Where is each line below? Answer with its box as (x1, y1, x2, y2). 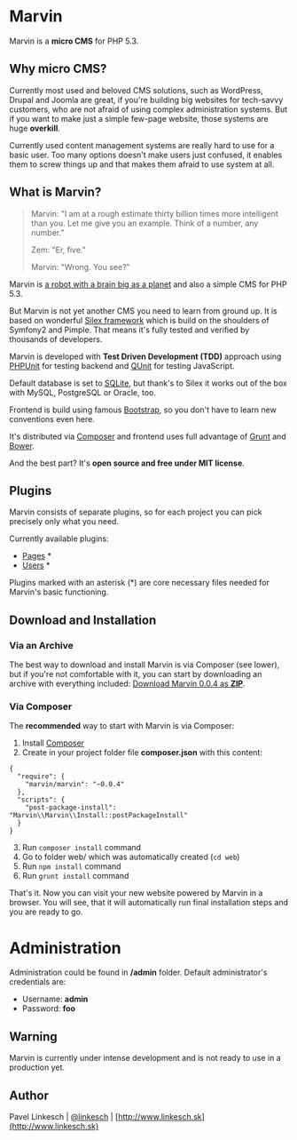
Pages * (21, 551, 51, 562)
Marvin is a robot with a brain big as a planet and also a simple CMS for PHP (9, 278, 287, 290)
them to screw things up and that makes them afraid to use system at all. (9, 158, 275, 170)
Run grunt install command (21, 871, 129, 881)
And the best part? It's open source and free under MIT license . (9, 458, 246, 468)
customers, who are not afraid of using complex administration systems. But (9, 104, 288, 115)
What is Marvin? (9, 185, 102, 200)
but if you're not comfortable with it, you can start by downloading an (9, 669, 262, 680)
